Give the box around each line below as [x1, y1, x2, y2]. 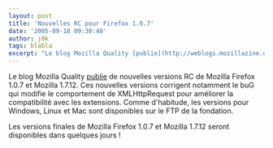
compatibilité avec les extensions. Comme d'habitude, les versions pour [8, 98, 249, 107]
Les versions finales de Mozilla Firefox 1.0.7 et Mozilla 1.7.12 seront [8, 122, 230, 131]
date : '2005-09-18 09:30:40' [8, 27, 107, 35]
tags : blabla [8, 42, 53, 50]
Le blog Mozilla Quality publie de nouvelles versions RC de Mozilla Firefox [8, 72, 256, 81]
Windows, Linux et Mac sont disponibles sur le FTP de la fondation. [8, 106, 234, 116]
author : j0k [8, 34, 49, 43]
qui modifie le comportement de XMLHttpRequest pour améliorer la [8, 89, 234, 98]
